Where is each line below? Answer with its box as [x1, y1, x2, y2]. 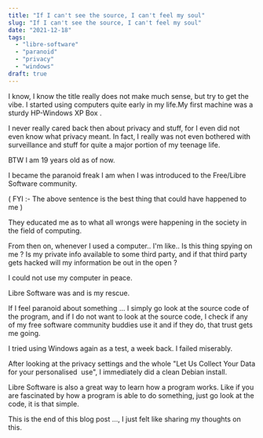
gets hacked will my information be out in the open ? [8, 257, 178, 267]
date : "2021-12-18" [8, 26, 72, 34]
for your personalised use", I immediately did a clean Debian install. [8, 367, 228, 377]
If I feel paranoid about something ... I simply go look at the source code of [8, 303, 250, 312]
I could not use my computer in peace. [8, 272, 133, 283]
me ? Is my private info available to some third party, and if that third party [8, 249, 247, 259]
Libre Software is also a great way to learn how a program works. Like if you [8, 382, 254, 392]
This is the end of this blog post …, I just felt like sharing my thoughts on [8, 414, 241, 424]
